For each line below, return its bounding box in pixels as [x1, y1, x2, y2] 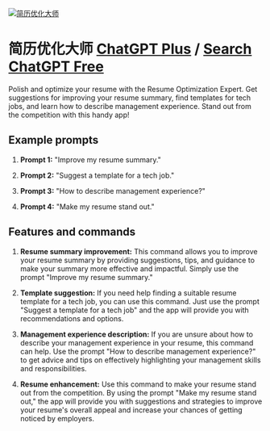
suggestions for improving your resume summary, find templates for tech [8, 93, 251, 103]
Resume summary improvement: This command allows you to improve [19, 246, 258, 256]
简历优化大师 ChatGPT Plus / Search [8, 40, 252, 58]
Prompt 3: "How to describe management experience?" [19, 186, 206, 195]
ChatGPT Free [8, 57, 105, 76]
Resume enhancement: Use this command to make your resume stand [19, 379, 256, 389]
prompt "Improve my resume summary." [19, 272, 153, 282]
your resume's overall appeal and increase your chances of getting [19, 404, 243, 415]
